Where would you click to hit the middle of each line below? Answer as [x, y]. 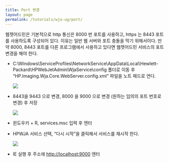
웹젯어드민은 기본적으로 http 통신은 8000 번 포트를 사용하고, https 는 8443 [80, 35]
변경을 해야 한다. [22, 53]
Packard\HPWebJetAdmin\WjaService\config [60, 70]
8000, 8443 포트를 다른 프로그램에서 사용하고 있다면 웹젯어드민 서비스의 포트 [87, 47]
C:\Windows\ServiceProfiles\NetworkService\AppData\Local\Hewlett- [85, 63]
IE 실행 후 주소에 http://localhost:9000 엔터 [56, 154]
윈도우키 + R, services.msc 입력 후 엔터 [52, 123]
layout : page [19, 15]
